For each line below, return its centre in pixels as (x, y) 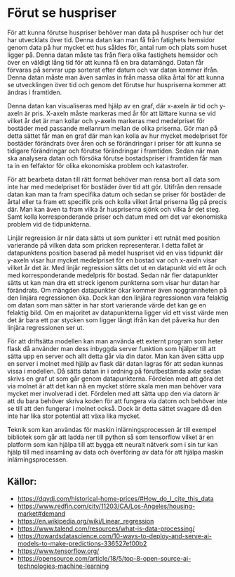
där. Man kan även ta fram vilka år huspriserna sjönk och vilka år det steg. (114, 209)
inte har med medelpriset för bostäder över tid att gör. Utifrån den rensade (115, 186)
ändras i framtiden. (35, 92)
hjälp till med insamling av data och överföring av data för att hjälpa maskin (115, 452)
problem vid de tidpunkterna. (49, 224)
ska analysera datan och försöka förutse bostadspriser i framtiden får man (115, 158)
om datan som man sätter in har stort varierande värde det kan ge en (107, 305)
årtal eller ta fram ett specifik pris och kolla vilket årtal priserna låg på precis (117, 201)
